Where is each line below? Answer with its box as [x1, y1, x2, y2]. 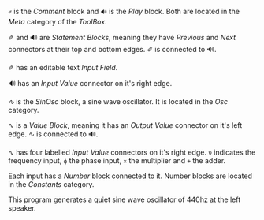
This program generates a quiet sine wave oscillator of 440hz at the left [8, 195, 241, 204]
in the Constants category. [8, 180, 95, 188]
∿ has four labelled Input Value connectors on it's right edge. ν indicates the [8, 147, 256, 157]
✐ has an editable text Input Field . [8, 63, 118, 72]
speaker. [8, 203, 37, 212]
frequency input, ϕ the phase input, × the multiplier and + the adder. [8, 156, 226, 165]
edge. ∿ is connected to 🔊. [8, 129, 99, 139]
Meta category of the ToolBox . [8, 17, 108, 26]
